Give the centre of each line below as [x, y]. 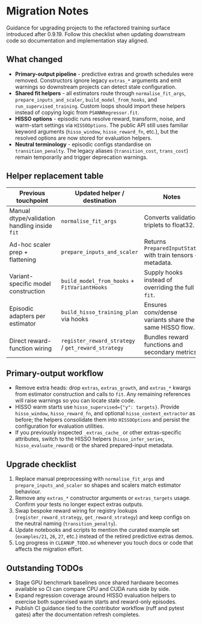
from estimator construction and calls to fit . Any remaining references [103, 394]
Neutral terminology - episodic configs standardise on [83, 144]
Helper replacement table [55, 176]
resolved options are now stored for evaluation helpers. [83, 138]
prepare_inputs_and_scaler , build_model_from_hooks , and [86, 99]
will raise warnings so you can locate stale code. [75, 401]
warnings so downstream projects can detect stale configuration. [96, 87]
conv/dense [161, 312]
